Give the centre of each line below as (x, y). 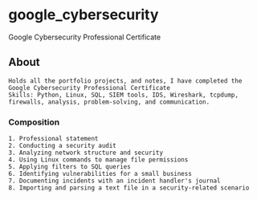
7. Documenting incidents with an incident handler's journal (114, 181)
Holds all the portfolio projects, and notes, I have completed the (125, 81)
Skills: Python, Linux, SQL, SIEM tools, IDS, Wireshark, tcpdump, (124, 95)
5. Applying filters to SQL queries (69, 167)
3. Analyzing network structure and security (86, 153)
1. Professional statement (53, 139)
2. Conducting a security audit (62, 146)
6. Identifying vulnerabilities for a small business (100, 174)
